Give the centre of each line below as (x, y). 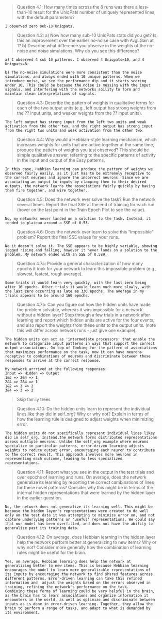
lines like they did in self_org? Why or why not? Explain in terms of (83, 414)
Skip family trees (34, 399)
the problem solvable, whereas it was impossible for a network (80, 310)
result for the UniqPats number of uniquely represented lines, (95, 12)
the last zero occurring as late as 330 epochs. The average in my (75, 291)
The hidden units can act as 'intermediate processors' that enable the (80, 339)
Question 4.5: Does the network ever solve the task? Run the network (86, 199)
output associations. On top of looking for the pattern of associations (81, 348)
